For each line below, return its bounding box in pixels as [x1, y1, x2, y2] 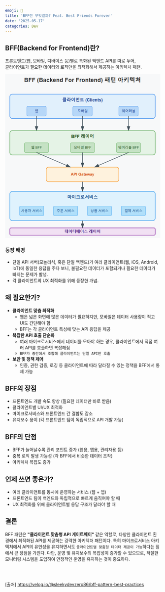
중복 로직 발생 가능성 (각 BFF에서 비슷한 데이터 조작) [12, 453, 113, 459]
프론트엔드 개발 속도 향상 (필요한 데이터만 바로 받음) [12, 398, 112, 404]
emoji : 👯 [5, 8, 23, 13]
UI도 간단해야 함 [19, 319, 51, 326]
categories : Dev [5, 24, 38, 29]
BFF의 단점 [5, 433, 37, 441]
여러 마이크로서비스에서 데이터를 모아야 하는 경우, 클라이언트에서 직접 [19, 338, 153, 344]
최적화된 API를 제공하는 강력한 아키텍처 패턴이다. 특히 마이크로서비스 [18, 537, 150, 544]
